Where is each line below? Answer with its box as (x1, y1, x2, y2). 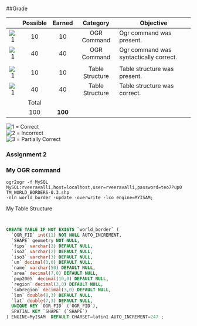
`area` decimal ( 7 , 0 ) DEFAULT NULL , (11, 270, 98, 277)
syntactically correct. (119, 53, 178, 61)
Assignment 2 (6, 150, 47, 158)
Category (83, 19, 110, 27)
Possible (22, 19, 47, 27)
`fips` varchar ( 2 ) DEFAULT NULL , (11, 243, 93, 249)
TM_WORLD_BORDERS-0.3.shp (6, 190, 69, 196)
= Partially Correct (16, 136, 61, 143)
